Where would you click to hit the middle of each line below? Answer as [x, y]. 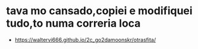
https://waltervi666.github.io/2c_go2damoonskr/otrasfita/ [85, 40]
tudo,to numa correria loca [73, 23]
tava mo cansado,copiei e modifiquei [99, 11]
